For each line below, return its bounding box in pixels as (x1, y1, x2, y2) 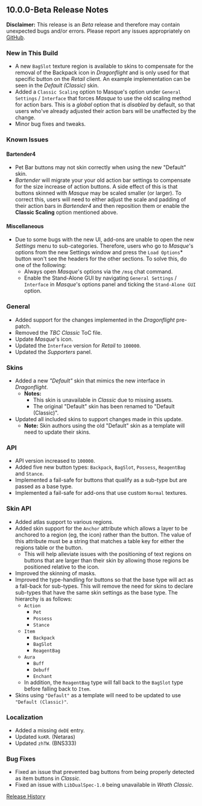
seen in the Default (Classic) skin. (14, 82, 99, 89)
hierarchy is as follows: (14, 595, 72, 602)
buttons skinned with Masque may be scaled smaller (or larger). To (14, 190, 182, 197)
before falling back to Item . (24, 685, 92, 692)
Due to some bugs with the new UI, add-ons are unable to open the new (14, 236, 194, 243)
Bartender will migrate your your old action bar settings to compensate (14, 176, 191, 184)
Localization (6, 713, 43, 721)
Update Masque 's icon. (14, 335, 74, 343)
